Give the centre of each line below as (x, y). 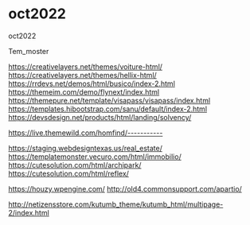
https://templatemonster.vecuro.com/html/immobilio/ (95, 157)
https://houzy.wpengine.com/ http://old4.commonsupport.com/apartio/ (125, 188)
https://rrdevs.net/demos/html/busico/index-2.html (92, 83)
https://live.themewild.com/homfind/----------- (86, 133)
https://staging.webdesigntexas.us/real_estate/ (86, 148)
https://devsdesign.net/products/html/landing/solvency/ (100, 117)
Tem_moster (29, 51)
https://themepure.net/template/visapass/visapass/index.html (109, 100)
